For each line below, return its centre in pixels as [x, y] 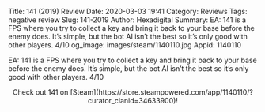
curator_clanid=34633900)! [133, 101]
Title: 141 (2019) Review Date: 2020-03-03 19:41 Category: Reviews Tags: [128, 11]
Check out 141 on [41, 92]
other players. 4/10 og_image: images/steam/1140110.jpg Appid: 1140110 [125, 45]
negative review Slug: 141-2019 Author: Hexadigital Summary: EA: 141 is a [127, 20]
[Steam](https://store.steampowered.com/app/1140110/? [161, 92]
